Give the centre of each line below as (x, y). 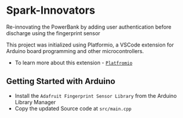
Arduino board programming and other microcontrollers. (75, 51)
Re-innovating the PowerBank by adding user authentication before (89, 27)
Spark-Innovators (51, 10)
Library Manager (35, 102)
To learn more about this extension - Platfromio (74, 63)
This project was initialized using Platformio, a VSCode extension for (90, 45)
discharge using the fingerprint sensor (53, 33)
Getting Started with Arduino (61, 81)
